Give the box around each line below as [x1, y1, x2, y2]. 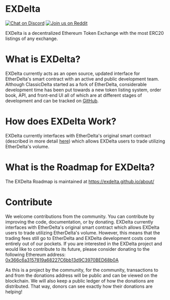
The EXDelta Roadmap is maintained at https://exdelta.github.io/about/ [5, 178, 155, 185]
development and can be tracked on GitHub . [5, 97, 99, 104]
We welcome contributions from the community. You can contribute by [5, 213, 155, 219]
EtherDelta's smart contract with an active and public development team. [5, 75, 159, 82]
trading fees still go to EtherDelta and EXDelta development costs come [5, 235, 156, 241]
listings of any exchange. [5, 35, 58, 42]
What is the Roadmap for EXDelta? [5, 162, 155, 173]
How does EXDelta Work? [5, 116, 117, 127]
